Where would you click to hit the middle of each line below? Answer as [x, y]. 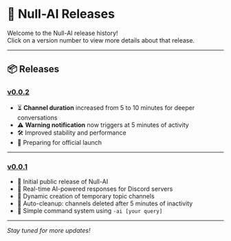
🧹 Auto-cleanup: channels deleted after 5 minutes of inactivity [105, 203]
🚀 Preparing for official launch [59, 142]
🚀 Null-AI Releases [61, 14]
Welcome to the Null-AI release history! [63, 33]
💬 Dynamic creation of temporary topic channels [86, 196]
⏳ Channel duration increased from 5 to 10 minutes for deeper [106, 107]
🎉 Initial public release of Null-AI [63, 181]
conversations [37, 117]
